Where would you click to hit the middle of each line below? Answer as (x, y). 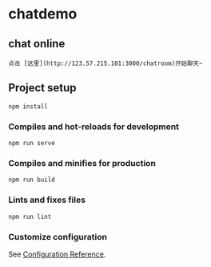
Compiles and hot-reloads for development (94, 127)
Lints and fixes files (47, 200)
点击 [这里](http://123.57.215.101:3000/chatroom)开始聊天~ (105, 63)
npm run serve (32, 144)
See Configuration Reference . (57, 254)
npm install (28, 106)
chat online (37, 44)
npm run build (32, 180)
